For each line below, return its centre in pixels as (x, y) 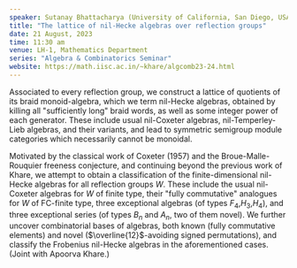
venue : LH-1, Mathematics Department (79, 50)
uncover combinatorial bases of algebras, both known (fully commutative (142, 226)
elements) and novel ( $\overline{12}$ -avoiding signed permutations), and (143, 235)
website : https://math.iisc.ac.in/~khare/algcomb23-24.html (122, 67)
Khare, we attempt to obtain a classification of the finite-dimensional (133, 174)
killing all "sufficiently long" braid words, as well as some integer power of (144, 111)
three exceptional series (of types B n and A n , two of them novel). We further (148, 215)
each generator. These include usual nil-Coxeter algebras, (115, 119)
